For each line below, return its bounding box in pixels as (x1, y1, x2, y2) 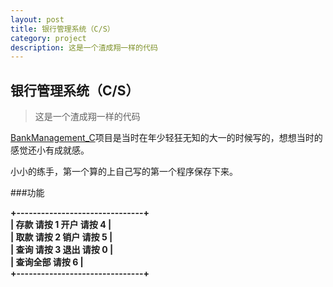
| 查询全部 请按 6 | (10, 256, 84, 268)
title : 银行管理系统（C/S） (10, 24, 115, 34)
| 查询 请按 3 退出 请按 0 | (10, 244, 114, 256)
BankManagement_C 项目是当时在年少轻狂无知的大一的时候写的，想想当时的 (10, 132, 323, 144)
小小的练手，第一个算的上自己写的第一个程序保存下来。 (10, 166, 238, 178)
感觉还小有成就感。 (10, 144, 90, 156)
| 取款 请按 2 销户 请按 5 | (10, 231, 113, 243)
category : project (10, 33, 87, 43)
